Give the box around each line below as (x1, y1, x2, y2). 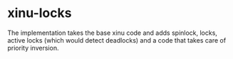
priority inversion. (7, 43, 59, 52)
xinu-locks (7, 5, 72, 21)
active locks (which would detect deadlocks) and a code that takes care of (7, 36, 227, 44)
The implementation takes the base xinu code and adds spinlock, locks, (7, 28, 217, 37)
